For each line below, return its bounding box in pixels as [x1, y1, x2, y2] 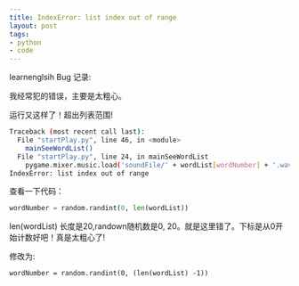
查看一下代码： [9, 186, 64, 197]
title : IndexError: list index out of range [9, 12, 177, 22]
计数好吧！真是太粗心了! [16, 233, 106, 243]
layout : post [9, 21, 58, 30]
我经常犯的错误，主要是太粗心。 [9, 91, 126, 102]
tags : [9, 29, 29, 38]
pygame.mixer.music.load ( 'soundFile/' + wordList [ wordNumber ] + [25, 160, 269, 169]
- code [9, 46, 34, 55]
